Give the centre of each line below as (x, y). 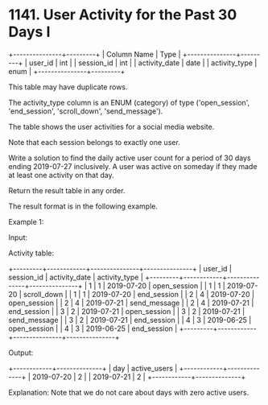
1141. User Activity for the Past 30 (123, 15)
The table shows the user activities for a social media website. (111, 126)
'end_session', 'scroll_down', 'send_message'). (86, 111)
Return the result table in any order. (67, 190)
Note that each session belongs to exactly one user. (95, 142)
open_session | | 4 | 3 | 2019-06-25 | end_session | (93, 329)
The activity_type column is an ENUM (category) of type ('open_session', (129, 102)
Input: (18, 237)
